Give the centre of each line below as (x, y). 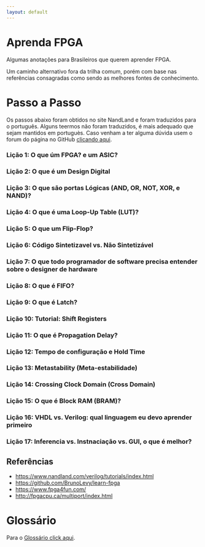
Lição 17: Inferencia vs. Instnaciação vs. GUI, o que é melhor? (99, 441)
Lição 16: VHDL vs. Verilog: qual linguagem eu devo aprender (99, 417)
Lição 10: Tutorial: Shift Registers (57, 319)
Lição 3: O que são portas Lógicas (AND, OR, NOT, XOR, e (93, 188)
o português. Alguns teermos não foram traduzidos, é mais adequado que (100, 126)
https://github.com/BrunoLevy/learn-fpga (68, 483)
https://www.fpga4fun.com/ (51, 489)
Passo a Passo (44, 103)
